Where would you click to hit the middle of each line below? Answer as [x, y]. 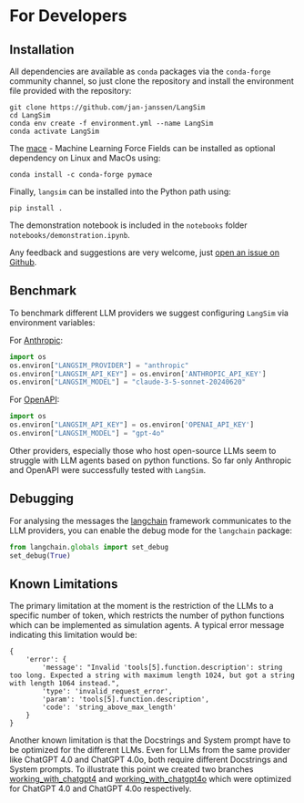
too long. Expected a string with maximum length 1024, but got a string [152, 675]
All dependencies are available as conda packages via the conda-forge [140, 71]
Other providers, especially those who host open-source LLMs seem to [143, 450]
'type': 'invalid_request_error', [107, 692]
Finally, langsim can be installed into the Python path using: [121, 191]
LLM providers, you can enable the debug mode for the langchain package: [151, 530]
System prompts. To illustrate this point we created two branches [132, 769]
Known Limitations [64, 584]
